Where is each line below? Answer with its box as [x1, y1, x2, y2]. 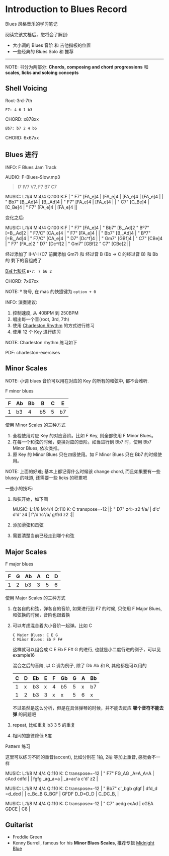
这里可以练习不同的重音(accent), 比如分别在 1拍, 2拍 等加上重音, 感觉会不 [5, 754, 156, 760]
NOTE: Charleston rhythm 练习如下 [5, 339, 77, 345]
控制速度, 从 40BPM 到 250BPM [12, 309, 79, 316]
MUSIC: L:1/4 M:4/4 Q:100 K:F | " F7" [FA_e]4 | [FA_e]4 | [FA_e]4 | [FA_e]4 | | [5, 193, 163, 199]
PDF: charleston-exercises [5, 349, 60, 355]
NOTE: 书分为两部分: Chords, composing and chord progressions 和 [5, 64, 148, 70]
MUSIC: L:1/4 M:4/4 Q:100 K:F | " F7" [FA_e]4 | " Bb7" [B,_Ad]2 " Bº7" [5, 224, 149, 230]
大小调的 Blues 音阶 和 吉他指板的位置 [12, 42, 91, 48]
